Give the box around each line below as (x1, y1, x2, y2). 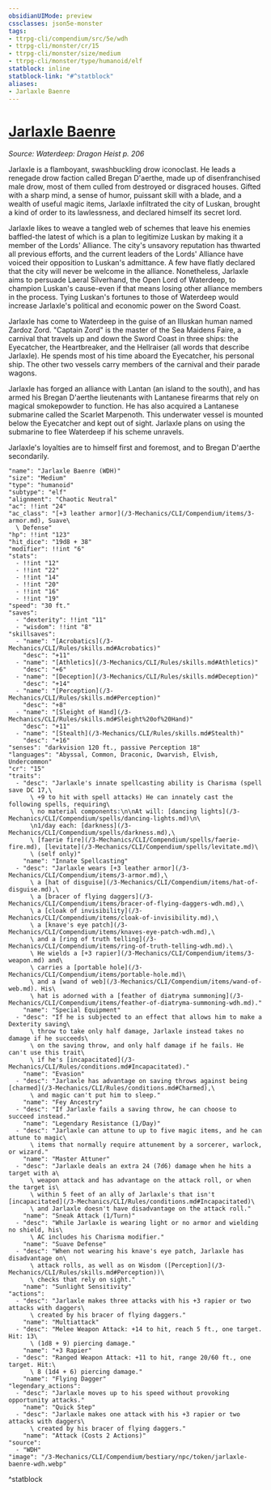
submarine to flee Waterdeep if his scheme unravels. (8, 427, 184, 437)
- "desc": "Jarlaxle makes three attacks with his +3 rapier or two (15, 1297, 252, 1305)
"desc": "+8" (23, 701, 67, 709)
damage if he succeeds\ (8, 1034, 89, 1043)
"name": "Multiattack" (23, 1318, 100, 1326)
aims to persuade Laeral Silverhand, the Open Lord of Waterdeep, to (8, 275, 236, 285)
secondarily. (8, 452, 50, 461)
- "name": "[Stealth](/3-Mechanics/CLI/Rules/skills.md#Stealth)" (15, 730, 244, 738)
